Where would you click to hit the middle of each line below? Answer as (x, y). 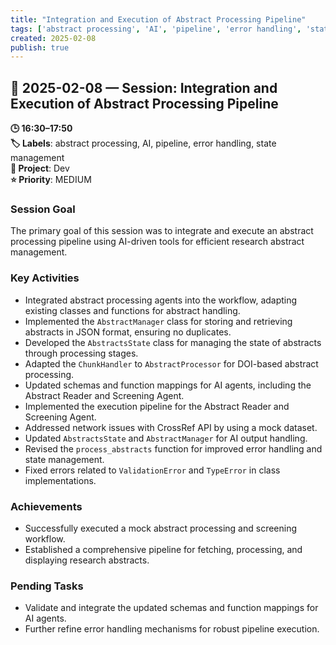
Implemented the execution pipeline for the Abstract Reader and (157, 406)
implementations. (60, 480)
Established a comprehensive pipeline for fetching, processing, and (163, 549)
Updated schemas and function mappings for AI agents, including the (168, 385)
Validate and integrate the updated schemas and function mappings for (171, 608)
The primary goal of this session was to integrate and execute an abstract (162, 231)
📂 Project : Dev (40, 168)
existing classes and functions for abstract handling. (132, 310)
